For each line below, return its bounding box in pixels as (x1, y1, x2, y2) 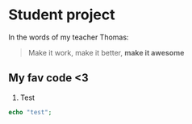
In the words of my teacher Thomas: (8, 32, 129, 42)
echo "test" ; (8, 108, 52, 116)
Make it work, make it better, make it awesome (27, 48, 185, 57)
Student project (8, 6, 115, 24)
